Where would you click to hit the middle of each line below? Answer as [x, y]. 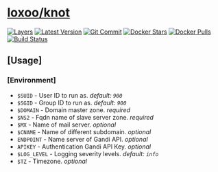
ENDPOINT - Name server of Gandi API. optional [83, 139]
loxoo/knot [39, 13]
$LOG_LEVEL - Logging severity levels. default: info [88, 153]
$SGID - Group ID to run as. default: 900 [72, 103]
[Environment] [32, 80]
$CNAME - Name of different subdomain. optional [84, 131]
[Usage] [25, 61]
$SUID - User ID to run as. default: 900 [70, 95]
